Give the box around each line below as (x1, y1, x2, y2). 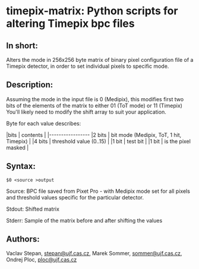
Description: (6, 80, 53, 90)
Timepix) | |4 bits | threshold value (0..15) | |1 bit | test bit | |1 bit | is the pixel (6, 137, 191, 145)
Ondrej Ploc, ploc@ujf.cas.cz (6, 256, 77, 263)
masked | (6, 144, 29, 151)
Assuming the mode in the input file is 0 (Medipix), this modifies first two (6, 95, 184, 102)
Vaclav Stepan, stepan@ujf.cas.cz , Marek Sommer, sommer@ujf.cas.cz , (6, 250, 182, 257)
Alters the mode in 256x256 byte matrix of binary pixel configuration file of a (6, 57, 194, 63)
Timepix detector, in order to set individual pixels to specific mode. (6, 62, 169, 70)
